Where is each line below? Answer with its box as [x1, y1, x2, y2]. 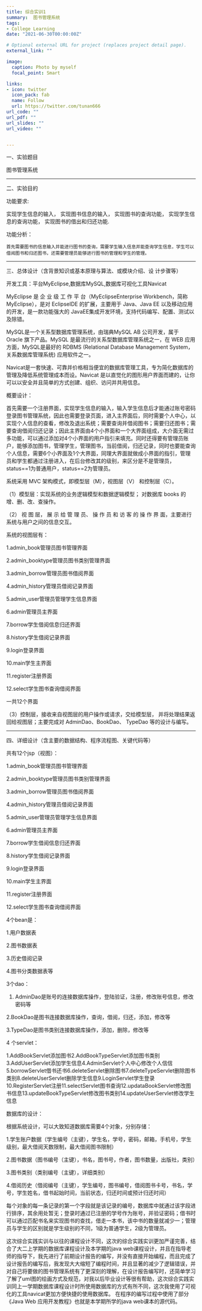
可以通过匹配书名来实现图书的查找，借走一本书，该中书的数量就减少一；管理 [6, 1217, 196, 1225]
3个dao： [6, 980, 30, 988]
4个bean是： [6, 916, 38, 924]
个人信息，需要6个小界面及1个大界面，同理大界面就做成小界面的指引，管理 [6, 450, 191, 457]
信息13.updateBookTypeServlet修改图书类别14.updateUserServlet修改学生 [11, 1090, 195, 1097]
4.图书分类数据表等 [6, 968, 54, 975]
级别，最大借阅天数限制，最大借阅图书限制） [6, 1143, 117, 1151]
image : [6, 59, 23, 65]
